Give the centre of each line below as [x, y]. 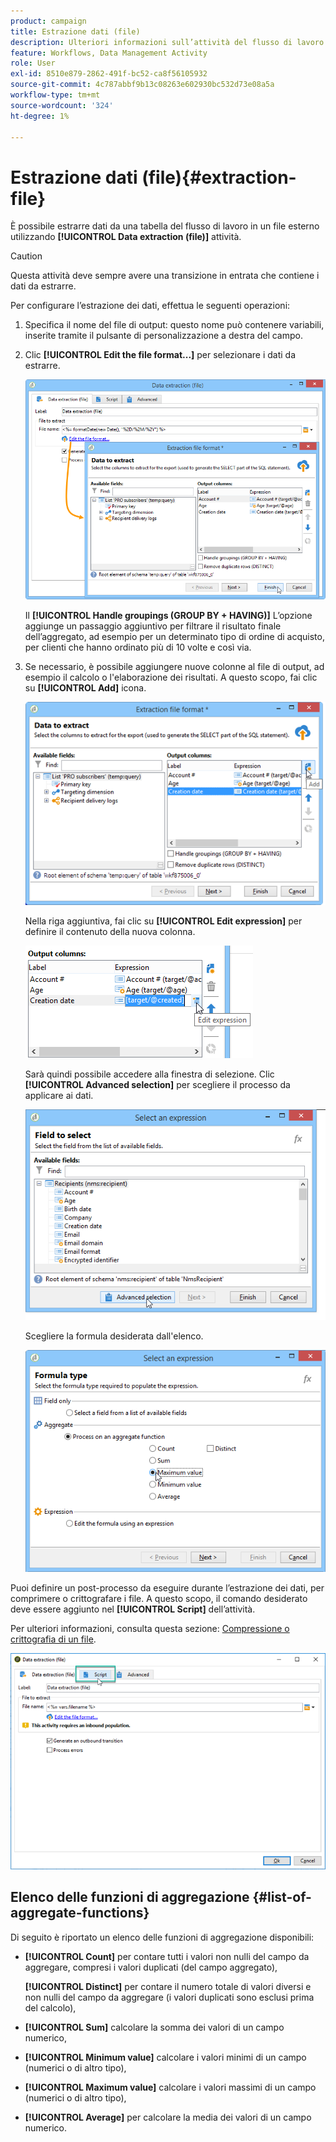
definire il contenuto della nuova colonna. [110, 932]
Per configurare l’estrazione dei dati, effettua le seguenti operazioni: [150, 306]
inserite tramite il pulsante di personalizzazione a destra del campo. [163, 336]
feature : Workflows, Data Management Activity [109, 53]
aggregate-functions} [80, 1913]
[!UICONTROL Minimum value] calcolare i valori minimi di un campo [165, 2057]
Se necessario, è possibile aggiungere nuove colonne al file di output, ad [174, 667]
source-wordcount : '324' [62, 105]
